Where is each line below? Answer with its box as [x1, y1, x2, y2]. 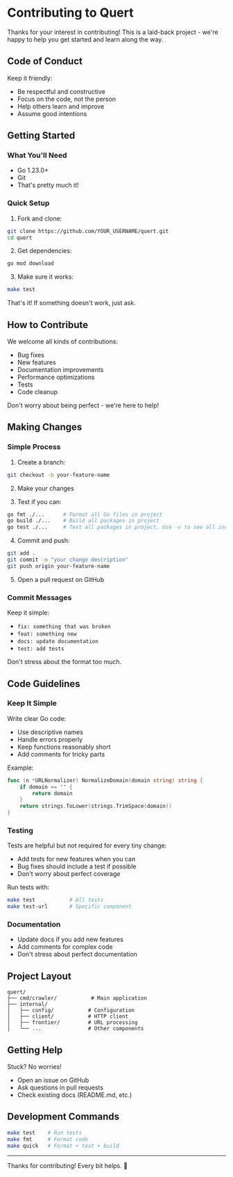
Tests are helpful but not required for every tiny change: [7, 841, 167, 850]
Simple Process [7, 442, 61, 452]
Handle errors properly [17, 735, 83, 743]
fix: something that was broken [17, 624, 111, 631]
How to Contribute [7, 318, 89, 331]
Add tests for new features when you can [17, 855, 136, 863]
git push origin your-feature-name [7, 562, 110, 569]
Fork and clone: [17, 214, 62, 222]
